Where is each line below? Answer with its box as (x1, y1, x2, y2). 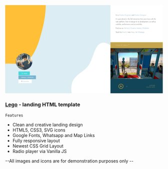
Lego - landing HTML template (5, 101, 80, 108)
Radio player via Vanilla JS (12, 148, 67, 154)
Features (5, 113, 23, 118)
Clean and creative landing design (12, 122, 83, 128)
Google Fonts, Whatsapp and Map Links (12, 132, 95, 138)
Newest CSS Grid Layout (12, 143, 63, 149)
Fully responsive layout (12, 137, 60, 144)
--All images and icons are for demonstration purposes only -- (5, 158, 134, 164)
